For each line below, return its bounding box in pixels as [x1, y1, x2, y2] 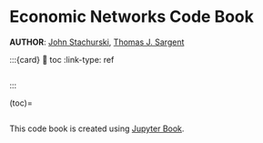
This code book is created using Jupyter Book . [9, 123, 185, 134]
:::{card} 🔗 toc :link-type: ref [9, 54, 115, 65]
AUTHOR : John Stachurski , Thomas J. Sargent [9, 36, 185, 47]
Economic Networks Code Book [9, 6, 255, 27]
